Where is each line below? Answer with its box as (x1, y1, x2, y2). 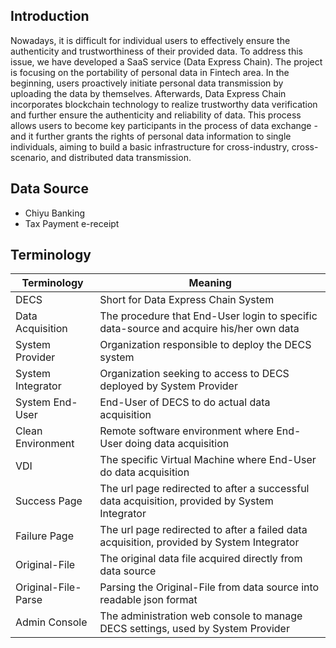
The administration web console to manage (99, 609, 303, 623)
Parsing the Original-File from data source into (99, 580, 320, 594)
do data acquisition (99, 465, 190, 479)
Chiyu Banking (24, 207, 86, 219)
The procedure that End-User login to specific (99, 309, 318, 323)
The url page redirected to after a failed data (99, 523, 308, 537)
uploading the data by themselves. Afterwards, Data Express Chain (10, 87, 287, 99)
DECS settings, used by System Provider (99, 622, 290, 636)
